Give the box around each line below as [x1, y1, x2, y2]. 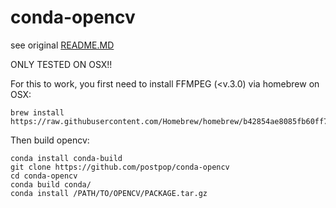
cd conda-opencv [10, 171, 78, 181]
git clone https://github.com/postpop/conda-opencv [10, 162, 230, 172]
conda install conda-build [10, 153, 123, 163]
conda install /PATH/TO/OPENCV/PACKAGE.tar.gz [10, 188, 208, 198]
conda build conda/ [10, 179, 92, 190]
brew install [10, 107, 65, 118]
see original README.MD [10, 39, 115, 51]
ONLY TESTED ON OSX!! [10, 58, 113, 70]
